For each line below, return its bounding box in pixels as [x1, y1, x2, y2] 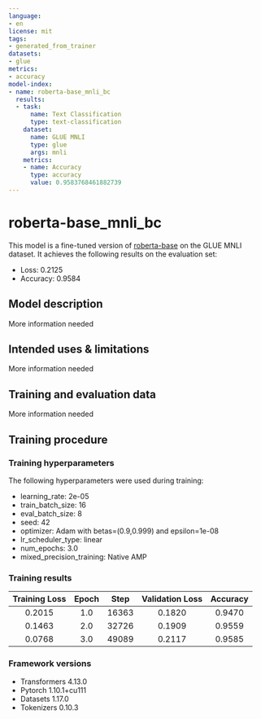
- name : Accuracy [23, 164, 82, 172]
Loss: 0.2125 [20, 265, 63, 274]
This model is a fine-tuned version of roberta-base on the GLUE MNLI [8, 240, 242, 250]
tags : [8, 34, 27, 43]
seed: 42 [20, 517, 50, 527]
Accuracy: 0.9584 [20, 274, 81, 283]
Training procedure [8, 432, 108, 446]
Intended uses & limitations [8, 343, 150, 357]
